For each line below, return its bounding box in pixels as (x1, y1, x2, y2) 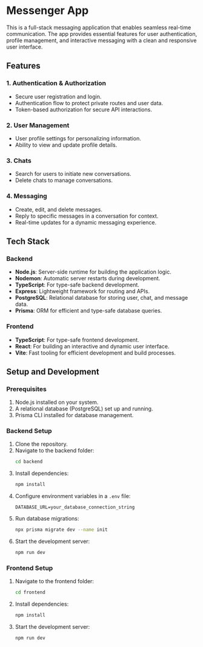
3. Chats (6, 156, 32, 165)
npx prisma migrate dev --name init (15, 527, 108, 533)
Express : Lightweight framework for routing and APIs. (15, 288, 150, 295)
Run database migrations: (15, 515, 79, 522)
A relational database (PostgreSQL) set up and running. (15, 405, 153, 412)
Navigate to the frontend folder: (15, 578, 94, 585)
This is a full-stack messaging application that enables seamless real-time (6, 24, 191, 31)
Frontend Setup (6, 564, 53, 572)
